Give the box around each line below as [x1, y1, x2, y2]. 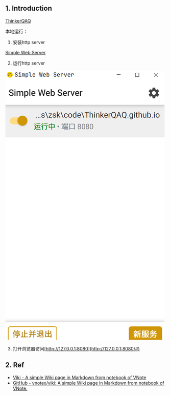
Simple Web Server [5, 49, 46, 55]
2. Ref [5, 361, 25, 369]
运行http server [12, 60, 45, 66]
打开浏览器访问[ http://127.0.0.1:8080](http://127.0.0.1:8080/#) [12, 345, 140, 351]
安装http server [12, 39, 45, 45]
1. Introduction [5, 4, 52, 13]
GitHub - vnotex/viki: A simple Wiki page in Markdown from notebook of [12, 380, 164, 386]
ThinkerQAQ [5, 17, 31, 24]
